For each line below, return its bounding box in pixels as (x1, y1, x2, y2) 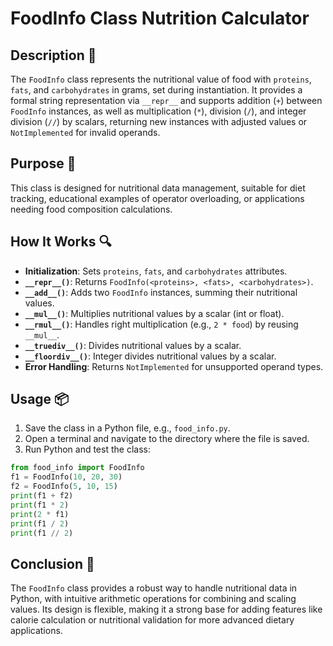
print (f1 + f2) (10, 491, 74, 501)
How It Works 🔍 (10, 233, 112, 251)
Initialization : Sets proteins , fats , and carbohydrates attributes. (24, 265, 288, 277)
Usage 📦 (10, 391, 70, 408)
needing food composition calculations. (10, 203, 173, 215)
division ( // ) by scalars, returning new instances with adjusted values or (10, 116, 308, 127)
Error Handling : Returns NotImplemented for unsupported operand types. (24, 360, 324, 372)
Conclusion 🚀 (10, 555, 95, 572)
